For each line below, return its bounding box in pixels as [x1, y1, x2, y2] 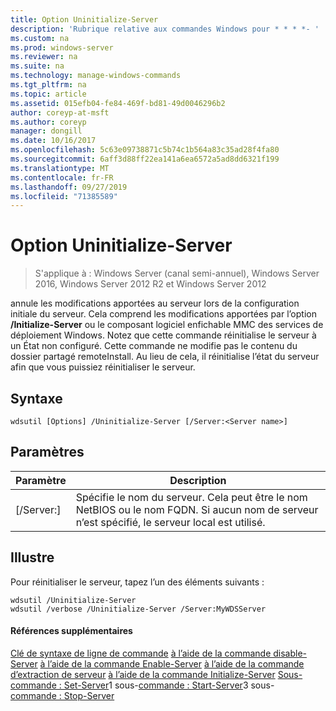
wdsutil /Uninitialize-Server [10, 595, 137, 605]
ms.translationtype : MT [10, 163, 110, 173]
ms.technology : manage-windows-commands [10, 71, 182, 81]
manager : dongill [10, 126, 83, 136]
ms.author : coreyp [10, 117, 87, 127]
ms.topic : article [10, 89, 87, 99]
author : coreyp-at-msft [10, 107, 110, 118]
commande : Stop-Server [10, 689, 115, 701]
